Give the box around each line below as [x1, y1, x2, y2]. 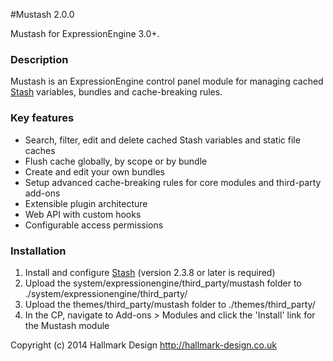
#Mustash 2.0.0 [10, 9, 75, 20]
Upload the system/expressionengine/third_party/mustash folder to [24, 277, 302, 289]
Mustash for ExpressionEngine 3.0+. [10, 28, 160, 39]
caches [24, 144, 56, 156]
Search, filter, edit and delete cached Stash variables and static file [24, 134, 301, 146]
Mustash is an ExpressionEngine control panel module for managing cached [10, 75, 324, 88]
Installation [10, 244, 67, 258]
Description [10, 52, 69, 66]
